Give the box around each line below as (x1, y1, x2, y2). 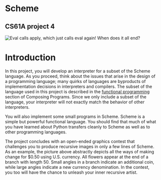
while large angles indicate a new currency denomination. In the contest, (5, 164, 150, 170)
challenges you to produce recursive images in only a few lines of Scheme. (5, 144, 155, 149)
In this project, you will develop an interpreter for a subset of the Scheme (5, 68, 151, 74)
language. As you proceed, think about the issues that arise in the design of (5, 73, 156, 79)
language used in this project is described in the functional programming (5, 88, 150, 95)
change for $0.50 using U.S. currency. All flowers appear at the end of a (5, 154, 148, 160)
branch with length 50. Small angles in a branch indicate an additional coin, (5, 159, 155, 165)
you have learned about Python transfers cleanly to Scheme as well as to (5, 124, 150, 130)
